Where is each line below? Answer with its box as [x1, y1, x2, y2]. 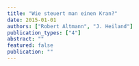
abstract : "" [7, 36, 45, 43]
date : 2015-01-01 [7, 16, 57, 23]
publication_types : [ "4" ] [7, 29, 81, 36]
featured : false [7, 42, 53, 49]
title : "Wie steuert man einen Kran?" [7, 10, 118, 17]
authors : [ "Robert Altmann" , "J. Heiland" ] [7, 23, 134, 30]
